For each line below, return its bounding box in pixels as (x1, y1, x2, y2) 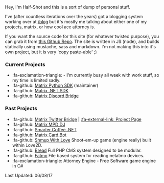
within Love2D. (12, 142, 43, 148)
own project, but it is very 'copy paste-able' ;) (5, 49, 97, 55)
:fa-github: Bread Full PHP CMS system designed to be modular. (12, 147, 142, 153)
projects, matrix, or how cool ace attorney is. (5, 24, 95, 30)
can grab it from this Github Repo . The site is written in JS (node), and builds (5, 39, 160, 44)
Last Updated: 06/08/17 (5, 172, 53, 178)
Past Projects (5, 105, 38, 112)
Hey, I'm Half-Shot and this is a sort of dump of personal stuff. (5, 4, 131, 10)
